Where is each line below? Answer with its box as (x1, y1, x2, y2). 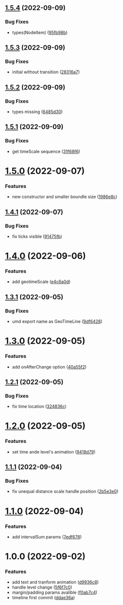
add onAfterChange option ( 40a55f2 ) (12, 364, 87, 370)
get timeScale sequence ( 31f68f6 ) (12, 148, 80, 154)
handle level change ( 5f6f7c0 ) (12, 585, 73, 590)
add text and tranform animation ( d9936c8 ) (12, 579, 99, 585)
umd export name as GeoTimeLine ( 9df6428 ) (12, 319, 103, 324)
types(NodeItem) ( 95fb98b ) (12, 29, 68, 35)
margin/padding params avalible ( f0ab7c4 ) (12, 589, 98, 595)
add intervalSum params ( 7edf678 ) (12, 534, 82, 539)
